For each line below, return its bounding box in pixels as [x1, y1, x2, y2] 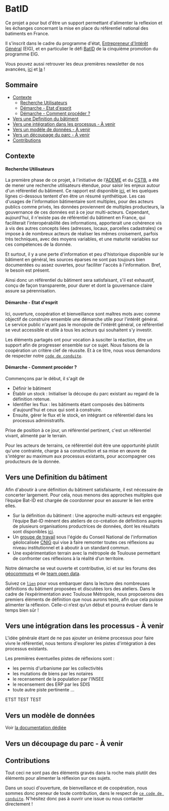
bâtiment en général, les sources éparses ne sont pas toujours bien [5, 257, 145, 263]
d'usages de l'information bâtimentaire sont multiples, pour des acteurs [5, 198, 154, 205]
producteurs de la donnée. [5, 458, 61, 465]
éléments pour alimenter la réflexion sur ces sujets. [5, 775, 111, 781]
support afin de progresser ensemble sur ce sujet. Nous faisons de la [5, 342, 149, 348]
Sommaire [5, 81, 38, 89]
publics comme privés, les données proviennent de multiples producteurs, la [5, 204, 164, 210]
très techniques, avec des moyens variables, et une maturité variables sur [5, 236, 159, 242]
